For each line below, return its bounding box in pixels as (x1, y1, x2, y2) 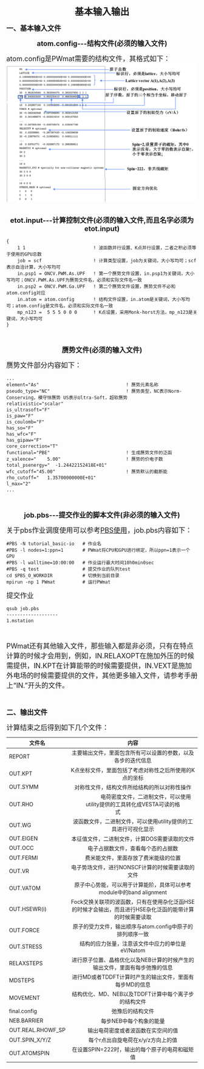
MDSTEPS (8, 977, 35, 984)
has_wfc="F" (6, 431, 36, 437)
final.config (8, 1007, 38, 1014)
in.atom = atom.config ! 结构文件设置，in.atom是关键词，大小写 (17, 296, 186, 302)
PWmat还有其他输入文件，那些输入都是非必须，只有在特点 (6, 642, 194, 650)
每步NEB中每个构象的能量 (101, 1017, 165, 1024)
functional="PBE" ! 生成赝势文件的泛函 (6, 449, 172, 456)
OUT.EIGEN (8, 835, 38, 842)
